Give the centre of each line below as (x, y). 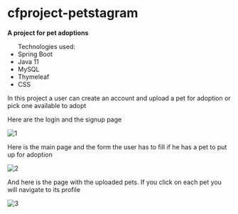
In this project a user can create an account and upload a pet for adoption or (119, 98)
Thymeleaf (33, 77)
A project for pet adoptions (48, 33)
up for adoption (30, 154)
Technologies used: (47, 46)
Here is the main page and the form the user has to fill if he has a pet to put (117, 146)
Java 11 (28, 61)
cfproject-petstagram (73, 13)
